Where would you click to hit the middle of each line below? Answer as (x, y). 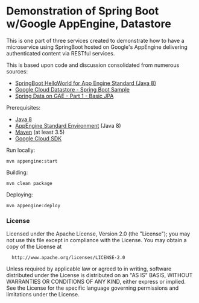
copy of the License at (34, 247)
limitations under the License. (43, 295)
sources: (17, 71)
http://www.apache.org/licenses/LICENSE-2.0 (68, 258)
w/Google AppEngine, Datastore (89, 24)
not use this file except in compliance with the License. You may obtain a (96, 240)
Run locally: (21, 150)
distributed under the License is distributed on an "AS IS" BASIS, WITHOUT (99, 275)
